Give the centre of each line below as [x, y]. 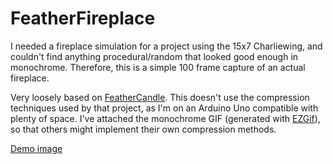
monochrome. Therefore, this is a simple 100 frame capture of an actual [158, 67]
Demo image [36, 148]
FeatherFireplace [83, 18]
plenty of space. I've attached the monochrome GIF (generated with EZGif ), [165, 118]
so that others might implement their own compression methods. [143, 129]
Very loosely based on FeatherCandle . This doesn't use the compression [160, 97]
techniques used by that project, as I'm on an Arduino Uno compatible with [164, 108]
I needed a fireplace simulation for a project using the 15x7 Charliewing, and [166, 46]
